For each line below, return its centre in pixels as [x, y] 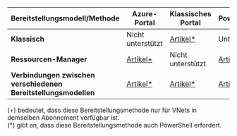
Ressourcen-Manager [49, 59]
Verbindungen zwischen [53, 75]
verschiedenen [37, 84]
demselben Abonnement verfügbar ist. [63, 118]
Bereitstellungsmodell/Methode [65, 18]
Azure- [144, 14]
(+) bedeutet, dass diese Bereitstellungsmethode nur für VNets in [102, 110]
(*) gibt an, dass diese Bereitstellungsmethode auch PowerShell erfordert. [115, 125]
